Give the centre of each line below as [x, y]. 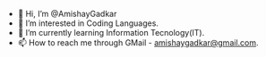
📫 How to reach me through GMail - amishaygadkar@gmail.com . [138, 43]
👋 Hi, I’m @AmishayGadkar [67, 14]
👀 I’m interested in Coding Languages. [88, 23]
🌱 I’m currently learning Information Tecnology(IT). [111, 33]
